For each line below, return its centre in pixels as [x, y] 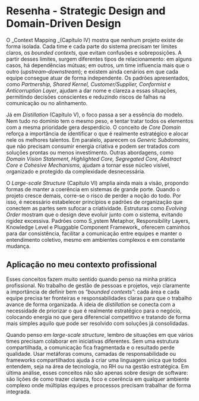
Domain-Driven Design [64, 23]
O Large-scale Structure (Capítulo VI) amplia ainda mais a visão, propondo [97, 183]
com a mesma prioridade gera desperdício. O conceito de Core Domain [94, 127]
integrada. [19, 391]
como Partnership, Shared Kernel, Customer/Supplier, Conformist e [89, 84]
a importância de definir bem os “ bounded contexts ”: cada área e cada [93, 292]
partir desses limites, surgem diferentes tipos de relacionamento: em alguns [99, 59]
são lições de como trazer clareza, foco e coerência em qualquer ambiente [98, 379]
